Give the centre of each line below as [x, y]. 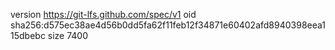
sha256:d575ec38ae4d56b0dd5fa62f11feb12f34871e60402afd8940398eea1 [168, 25]
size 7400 [68, 35]
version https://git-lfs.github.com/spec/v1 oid [103, 14]
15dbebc [28, 35]
